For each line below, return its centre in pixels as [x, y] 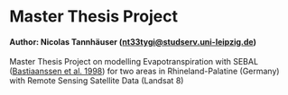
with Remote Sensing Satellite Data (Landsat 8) [97, 81]
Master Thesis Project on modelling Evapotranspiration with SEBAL [134, 62]
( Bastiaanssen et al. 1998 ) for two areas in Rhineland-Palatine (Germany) [144, 71]
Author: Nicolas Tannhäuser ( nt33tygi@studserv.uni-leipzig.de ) [133, 41]
